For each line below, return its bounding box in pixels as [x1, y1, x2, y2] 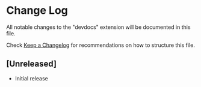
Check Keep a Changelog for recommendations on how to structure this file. [6, 41, 196, 49]
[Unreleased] [6, 59, 57, 69]
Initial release [14, 74, 48, 82]
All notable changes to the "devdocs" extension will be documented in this [6, 23, 191, 31]
